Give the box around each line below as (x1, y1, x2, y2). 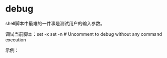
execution (5, 36, 27, 43)
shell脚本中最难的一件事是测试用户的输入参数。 (5, 20, 105, 26)
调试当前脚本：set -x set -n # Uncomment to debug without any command (5, 31, 162, 37)
